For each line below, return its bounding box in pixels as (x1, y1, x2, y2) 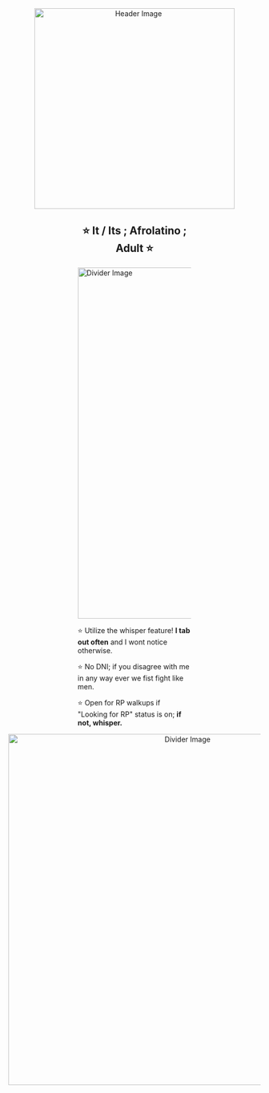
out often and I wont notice (77, 637, 168, 647)
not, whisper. (77, 717, 122, 727)
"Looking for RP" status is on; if (77, 709, 182, 719)
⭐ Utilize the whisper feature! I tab (77, 625, 191, 635)
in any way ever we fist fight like (77, 673, 184, 683)
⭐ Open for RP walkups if (77, 697, 161, 707)
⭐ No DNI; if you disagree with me (77, 661, 190, 671)
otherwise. (77, 645, 113, 655)
